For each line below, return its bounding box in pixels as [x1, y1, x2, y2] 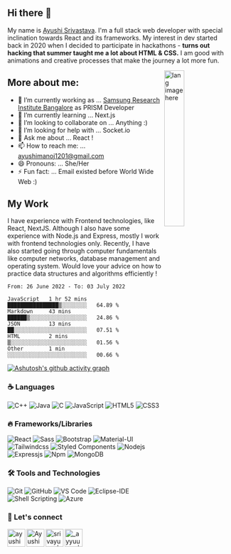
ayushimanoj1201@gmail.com [17, 151, 104, 160]
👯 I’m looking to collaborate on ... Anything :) [17, 118, 148, 126]
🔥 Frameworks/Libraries [7, 418, 93, 428]
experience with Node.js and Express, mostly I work [7, 232, 160, 240]
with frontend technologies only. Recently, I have [7, 239, 151, 248]
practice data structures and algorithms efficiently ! [7, 269, 158, 278]
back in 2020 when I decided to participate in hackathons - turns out [7, 40, 210, 50]
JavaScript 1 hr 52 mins [7, 295, 87, 303]
